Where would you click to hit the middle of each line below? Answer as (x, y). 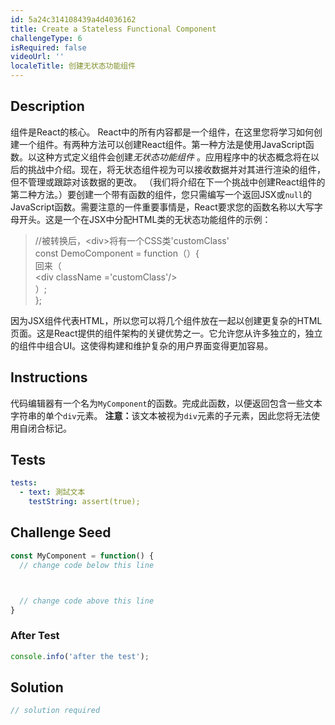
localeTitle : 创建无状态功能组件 (73, 66)
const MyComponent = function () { (82, 556)
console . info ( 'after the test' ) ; (80, 656)
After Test (35, 636)
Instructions (49, 377)
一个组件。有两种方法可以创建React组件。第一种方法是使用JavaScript (162, 144)
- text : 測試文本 (52, 492)
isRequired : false (48, 47)
